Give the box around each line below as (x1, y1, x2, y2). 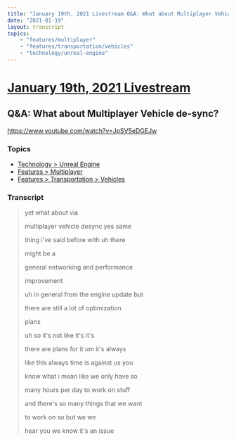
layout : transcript (7, 23, 65, 30)
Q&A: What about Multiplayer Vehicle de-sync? (7, 108, 219, 120)
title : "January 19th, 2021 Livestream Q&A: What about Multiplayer (7, 10, 212, 18)
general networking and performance (24, 263, 133, 272)
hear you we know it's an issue (24, 427, 114, 435)
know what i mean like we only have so (24, 372, 138, 381)
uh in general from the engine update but (24, 290, 144, 299)
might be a (24, 249, 56, 258)
